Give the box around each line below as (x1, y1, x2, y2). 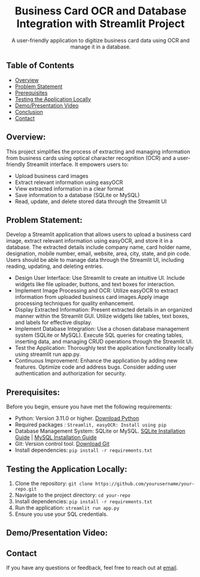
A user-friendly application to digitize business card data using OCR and (11, 37, 190, 44)
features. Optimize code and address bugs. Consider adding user (14, 364, 177, 371)
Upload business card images (14, 172, 89, 179)
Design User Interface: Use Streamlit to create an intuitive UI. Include (14, 274, 185, 282)
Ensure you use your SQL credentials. (14, 510, 108, 518)
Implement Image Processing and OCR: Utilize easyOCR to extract (14, 287, 178, 294)
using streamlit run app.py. (14, 351, 81, 358)
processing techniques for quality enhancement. (14, 300, 135, 307)
